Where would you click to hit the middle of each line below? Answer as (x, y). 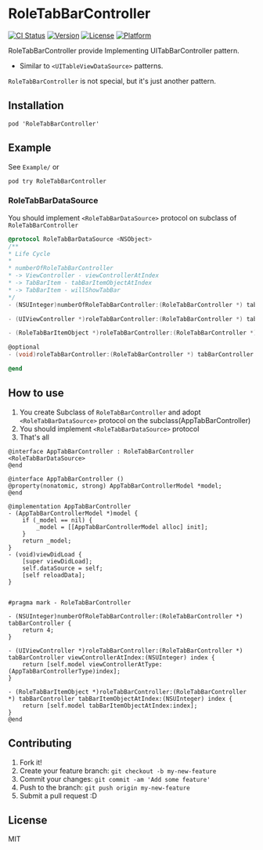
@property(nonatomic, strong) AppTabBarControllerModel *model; (115, 486)
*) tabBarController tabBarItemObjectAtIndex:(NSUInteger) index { (121, 699)
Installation (36, 106)
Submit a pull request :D (58, 795)
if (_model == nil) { (57, 520)
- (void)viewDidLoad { (45, 554)
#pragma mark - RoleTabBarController (70, 602)
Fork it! (31, 762)
